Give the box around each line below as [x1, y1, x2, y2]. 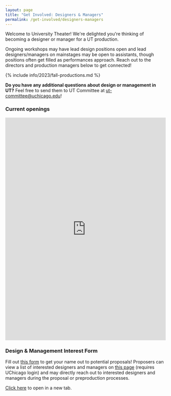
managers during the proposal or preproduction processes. [5, 375, 130, 381]
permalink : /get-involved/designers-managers [5, 17, 103, 22]
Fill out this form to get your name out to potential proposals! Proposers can [5, 358, 164, 364]
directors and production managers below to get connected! [5, 62, 132, 69]
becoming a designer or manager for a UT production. [5, 36, 119, 42]
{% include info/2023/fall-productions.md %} [5, 72, 101, 78]
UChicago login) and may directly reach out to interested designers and [5, 370, 155, 376]
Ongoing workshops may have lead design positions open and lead [5, 46, 147, 52]
